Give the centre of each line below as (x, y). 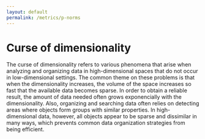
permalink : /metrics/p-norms (43, 18)
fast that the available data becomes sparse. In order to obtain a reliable (97, 91)
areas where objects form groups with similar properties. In (81, 110)
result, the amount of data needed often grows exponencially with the (94, 97)
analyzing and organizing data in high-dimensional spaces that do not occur (102, 71)
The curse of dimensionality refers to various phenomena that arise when (99, 65)
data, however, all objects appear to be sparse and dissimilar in (117, 116)
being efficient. (25, 129)
